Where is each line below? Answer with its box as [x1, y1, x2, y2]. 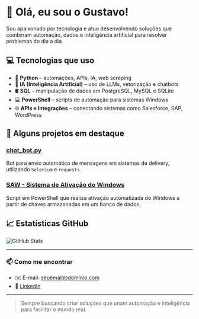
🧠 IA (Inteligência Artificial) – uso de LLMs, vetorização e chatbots [14, 80, 179, 88]
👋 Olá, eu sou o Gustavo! [6, 5, 129, 19]
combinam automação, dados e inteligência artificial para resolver [6, 31, 168, 38]
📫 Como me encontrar [6, 258, 73, 266]
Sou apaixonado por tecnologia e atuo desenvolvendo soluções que [6, 25, 172, 32]
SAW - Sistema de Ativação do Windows [6, 181, 125, 189]
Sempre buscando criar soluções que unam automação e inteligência [20, 299, 190, 307]
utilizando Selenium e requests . [6, 166, 82, 173]
